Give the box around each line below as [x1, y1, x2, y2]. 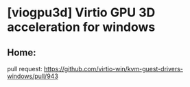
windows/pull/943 [7, 72, 58, 80]
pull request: [7, 65, 43, 73]
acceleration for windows [7, 19, 156, 35]
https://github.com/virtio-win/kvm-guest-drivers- [43, 65, 184, 73]
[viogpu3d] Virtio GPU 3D [7, 5, 156, 21]
